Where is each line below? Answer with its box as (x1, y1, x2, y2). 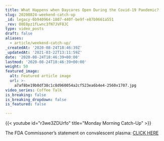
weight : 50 (5, 64, 28, 69)
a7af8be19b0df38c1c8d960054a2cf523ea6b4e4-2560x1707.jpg (14, 83, 137, 88)
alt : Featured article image (10, 74, 71, 79)
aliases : (5, 36, 24, 41)
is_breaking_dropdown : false (5, 97, 67, 102)
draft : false (5, 31, 33, 36)
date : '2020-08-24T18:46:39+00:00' (5, 54, 80, 60)
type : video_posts (5, 26, 44, 31)
